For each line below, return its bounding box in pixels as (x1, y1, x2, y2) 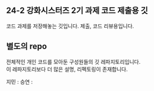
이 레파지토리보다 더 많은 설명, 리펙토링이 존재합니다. (6, 66, 128, 73)
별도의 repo (6, 41, 47, 51)
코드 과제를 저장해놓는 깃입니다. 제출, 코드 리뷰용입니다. (6, 22, 134, 30)
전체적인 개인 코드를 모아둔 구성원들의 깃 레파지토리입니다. (6, 58, 141, 65)
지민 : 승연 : (6, 78, 33, 85)
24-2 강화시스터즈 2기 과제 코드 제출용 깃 (6, 5, 148, 16)
